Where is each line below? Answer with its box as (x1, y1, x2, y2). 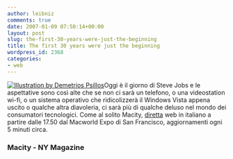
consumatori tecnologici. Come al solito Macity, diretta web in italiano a (7, 110, 211, 119)
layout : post (7, 29, 45, 37)
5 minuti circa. (7, 125, 48, 133)
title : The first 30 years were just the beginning (7, 42, 160, 49)
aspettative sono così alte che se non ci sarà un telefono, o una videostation (7, 88, 225, 97)
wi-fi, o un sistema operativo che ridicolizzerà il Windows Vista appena (7, 95, 211, 104)
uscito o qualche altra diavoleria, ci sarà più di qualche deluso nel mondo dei (7, 103, 227, 111)
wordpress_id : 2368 (7, 49, 64, 56)
